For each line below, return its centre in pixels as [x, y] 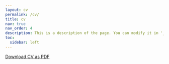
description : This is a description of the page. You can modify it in [82, 33]
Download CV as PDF [27, 56]
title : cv [16, 19]
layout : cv [17, 10]
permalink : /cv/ [22, 14]
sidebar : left [24, 42]
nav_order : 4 [19, 28]
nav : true [16, 24]
